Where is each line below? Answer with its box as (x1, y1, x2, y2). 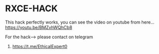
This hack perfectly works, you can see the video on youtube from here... (5, 19, 155, 25)
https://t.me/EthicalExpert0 (12, 43, 68, 49)
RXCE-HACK (5, 3, 58, 14)
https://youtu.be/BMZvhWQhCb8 (5, 24, 73, 30)
